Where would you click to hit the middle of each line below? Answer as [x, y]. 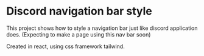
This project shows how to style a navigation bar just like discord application [102, 28]
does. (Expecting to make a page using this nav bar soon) [79, 34]
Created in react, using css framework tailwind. [65, 46]
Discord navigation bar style [79, 11]
